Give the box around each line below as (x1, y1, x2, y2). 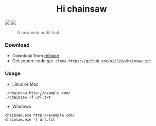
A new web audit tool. (17, 29, 61, 35)
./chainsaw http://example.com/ (5, 90, 70, 95)
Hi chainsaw (56, 3, 107, 15)
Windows (12, 103, 31, 109)
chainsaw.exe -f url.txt (5, 117, 55, 122)
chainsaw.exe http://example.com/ (5, 113, 75, 118)
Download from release (12, 53, 59, 59)
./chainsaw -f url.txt (5, 95, 51, 100)
